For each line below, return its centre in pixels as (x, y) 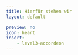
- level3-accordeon (40, 43)
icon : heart (21, 32)
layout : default (26, 17)
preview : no (21, 27)
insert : (16, 38)
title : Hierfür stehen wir (39, 11)
